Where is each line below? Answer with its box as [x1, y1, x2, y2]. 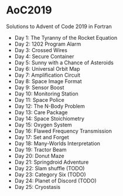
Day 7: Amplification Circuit [14, 71, 81, 78]
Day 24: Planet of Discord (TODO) [14, 177, 97, 184]
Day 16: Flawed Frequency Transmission [14, 127, 112, 135]
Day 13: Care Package [14, 109, 68, 116]
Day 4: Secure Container [14, 53, 74, 60]
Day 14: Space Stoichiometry [14, 115, 85, 122]
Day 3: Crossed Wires [14, 46, 67, 53]
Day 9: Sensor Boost [14, 84, 64, 91]
